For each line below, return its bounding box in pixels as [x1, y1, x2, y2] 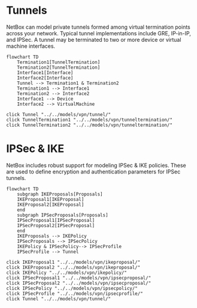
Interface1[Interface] [17, 69, 74, 75]
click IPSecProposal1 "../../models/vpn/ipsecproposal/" [6, 275, 151, 281]
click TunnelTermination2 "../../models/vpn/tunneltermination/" [6, 122, 172, 128]
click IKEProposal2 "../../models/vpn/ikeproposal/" [6, 264, 141, 270]
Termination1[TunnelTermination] [17, 59, 101, 65]
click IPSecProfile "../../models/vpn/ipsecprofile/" [6, 291, 144, 297]
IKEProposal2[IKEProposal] [17, 202, 84, 208]
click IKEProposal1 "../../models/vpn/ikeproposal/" [6, 259, 141, 265]
